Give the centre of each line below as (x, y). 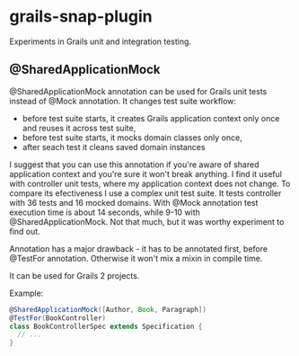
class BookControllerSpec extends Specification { (106, 326)
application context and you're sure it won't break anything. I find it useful (146, 174)
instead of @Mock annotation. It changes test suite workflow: (123, 101)
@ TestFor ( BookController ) (57, 318)
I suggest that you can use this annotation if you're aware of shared (134, 165)
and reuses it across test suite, (79, 128)
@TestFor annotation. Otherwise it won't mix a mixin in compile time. (136, 258)
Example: (26, 293)
